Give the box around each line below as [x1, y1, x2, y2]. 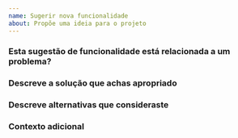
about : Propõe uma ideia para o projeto [8, 19, 147, 27]
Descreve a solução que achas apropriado [8, 77, 177, 89]
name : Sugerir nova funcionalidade [8, 11, 129, 20]
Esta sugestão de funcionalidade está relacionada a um [8, 46, 231, 57]
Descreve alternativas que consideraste [8, 99, 169, 111]
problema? [8, 56, 52, 67]
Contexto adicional [8, 121, 85, 132]
